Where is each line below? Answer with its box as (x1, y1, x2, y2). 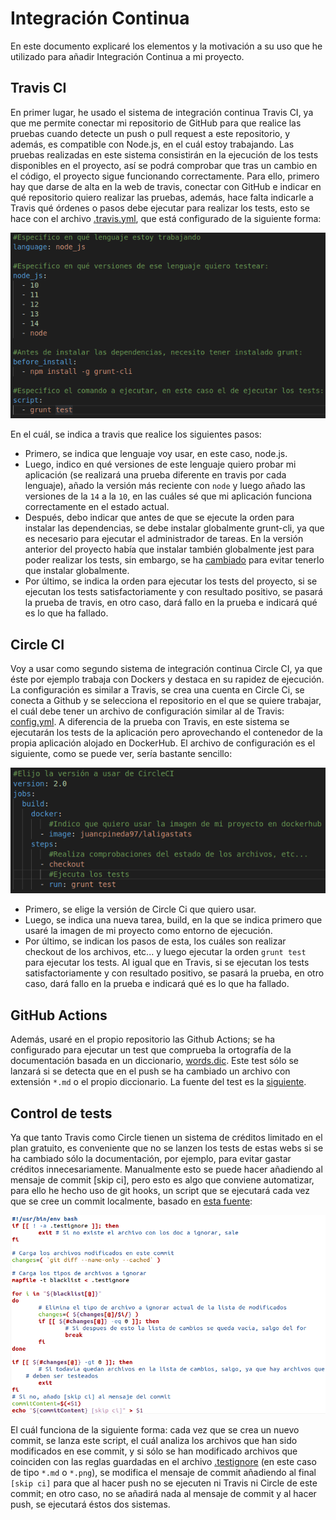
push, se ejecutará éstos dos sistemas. (10, 1498, 171, 1511)
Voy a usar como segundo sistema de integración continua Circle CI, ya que (10, 663, 323, 675)
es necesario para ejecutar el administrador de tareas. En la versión (24, 533, 304, 545)
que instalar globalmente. (24, 565, 130, 577)
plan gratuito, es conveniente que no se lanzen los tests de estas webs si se (10, 1142, 324, 1154)
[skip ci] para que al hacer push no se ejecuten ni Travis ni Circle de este (10, 1477, 318, 1489)
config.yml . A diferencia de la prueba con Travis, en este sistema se (10, 716, 290, 728)
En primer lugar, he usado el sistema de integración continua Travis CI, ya (10, 106, 314, 118)
